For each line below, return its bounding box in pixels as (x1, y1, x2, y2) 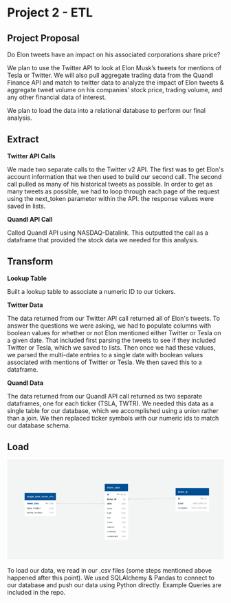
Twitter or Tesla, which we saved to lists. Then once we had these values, (7, 343, 216, 352)
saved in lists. (7, 202, 46, 210)
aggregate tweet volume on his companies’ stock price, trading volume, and (7, 86, 223, 94)
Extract (7, 134, 39, 145)
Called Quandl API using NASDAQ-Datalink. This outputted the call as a (7, 229, 208, 237)
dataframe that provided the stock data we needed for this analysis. (7, 235, 199, 244)
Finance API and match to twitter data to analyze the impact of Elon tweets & (7, 78, 225, 87)
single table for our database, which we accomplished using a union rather (7, 406, 219, 414)
